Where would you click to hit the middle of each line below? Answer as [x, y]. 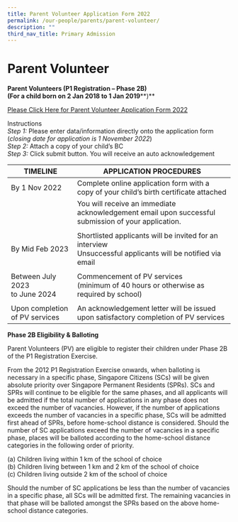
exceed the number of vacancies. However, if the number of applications [114, 408]
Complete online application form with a [143, 183]
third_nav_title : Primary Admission [61, 34]
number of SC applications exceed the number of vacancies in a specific [113, 430]
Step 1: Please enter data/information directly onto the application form [110, 131]
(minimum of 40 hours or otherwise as [141, 286]
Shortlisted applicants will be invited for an [147, 236]
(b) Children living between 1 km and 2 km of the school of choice [103, 467]
